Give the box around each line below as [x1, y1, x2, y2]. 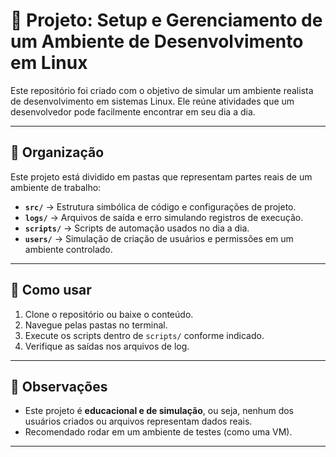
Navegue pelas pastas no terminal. [24, 319, 168, 331]
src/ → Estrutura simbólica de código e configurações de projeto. [24, 200, 297, 213]
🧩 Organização [10, 144, 105, 161]
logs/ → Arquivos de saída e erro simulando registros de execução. [24, 211, 304, 223]
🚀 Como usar [10, 282, 92, 299]
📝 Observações [10, 378, 108, 395]
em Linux [10, 52, 88, 74]
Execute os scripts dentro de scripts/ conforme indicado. [24, 329, 265, 341]
